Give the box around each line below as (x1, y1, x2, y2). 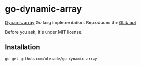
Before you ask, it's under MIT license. (5, 29, 83, 35)
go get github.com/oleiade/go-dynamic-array (5, 56, 97, 61)
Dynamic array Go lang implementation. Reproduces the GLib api (5, 20, 136, 25)
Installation (5, 43, 40, 52)
